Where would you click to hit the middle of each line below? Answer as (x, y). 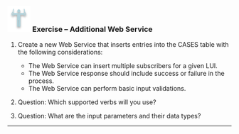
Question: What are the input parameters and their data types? (109, 116)
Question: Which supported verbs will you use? (87, 102)
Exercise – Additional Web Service (92, 29)
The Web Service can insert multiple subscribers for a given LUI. (123, 66)
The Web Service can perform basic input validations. (107, 89)
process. (41, 81)
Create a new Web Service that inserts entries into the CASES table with (123, 45)
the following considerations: (60, 52)
